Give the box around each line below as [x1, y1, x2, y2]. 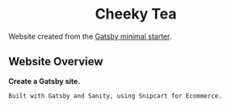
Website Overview [8, 55, 103, 69]
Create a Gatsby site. [8, 76, 81, 85]
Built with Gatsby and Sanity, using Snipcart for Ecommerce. [8, 92, 222, 100]
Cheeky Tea [95, 5, 177, 23]
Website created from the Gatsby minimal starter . [8, 31, 172, 41]
